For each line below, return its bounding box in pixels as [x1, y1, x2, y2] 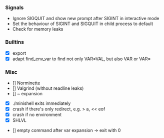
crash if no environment [12, 112, 62, 118]
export [12, 50, 26, 56]
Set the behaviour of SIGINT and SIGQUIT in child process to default [12, 21, 153, 27]
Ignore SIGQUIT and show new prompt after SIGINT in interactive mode [12, 16, 159, 22]
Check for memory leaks [12, 26, 63, 32]
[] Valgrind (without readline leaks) [12, 85, 84, 91]
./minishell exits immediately [12, 100, 71, 106]
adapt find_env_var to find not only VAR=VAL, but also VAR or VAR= [12, 56, 151, 62]
